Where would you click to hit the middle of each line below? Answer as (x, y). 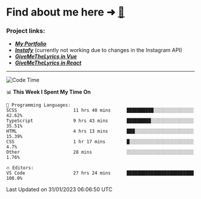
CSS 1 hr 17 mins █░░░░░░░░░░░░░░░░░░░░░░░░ (100, 142)
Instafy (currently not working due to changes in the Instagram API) (98, 50)
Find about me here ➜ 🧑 (66, 12)
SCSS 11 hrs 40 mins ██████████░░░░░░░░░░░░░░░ (100, 111)
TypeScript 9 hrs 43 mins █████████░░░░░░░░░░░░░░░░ (100, 121)
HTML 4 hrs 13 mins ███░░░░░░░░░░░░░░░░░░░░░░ (100, 131)
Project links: (26, 31)
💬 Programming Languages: (38, 105)
